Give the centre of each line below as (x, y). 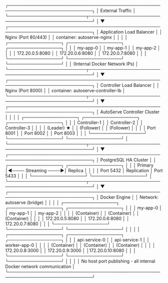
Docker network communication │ (40, 266)
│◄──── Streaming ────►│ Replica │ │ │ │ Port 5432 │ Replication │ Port (84, 170)
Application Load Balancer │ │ (131, 32)
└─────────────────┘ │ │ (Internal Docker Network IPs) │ (72, 64)
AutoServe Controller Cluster (130, 112)
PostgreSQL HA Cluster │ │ (128, 160)
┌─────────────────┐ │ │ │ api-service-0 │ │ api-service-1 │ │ (77, 240)
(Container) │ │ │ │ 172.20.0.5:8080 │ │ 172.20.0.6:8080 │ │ (67, 219)
